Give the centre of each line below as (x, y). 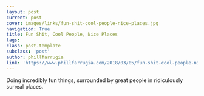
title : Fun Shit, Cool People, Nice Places (62, 35)
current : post (24, 18)
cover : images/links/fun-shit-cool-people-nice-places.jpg (83, 23)
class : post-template (34, 46)
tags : (13, 40)
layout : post (23, 12)
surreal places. (25, 86)
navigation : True (28, 29)
